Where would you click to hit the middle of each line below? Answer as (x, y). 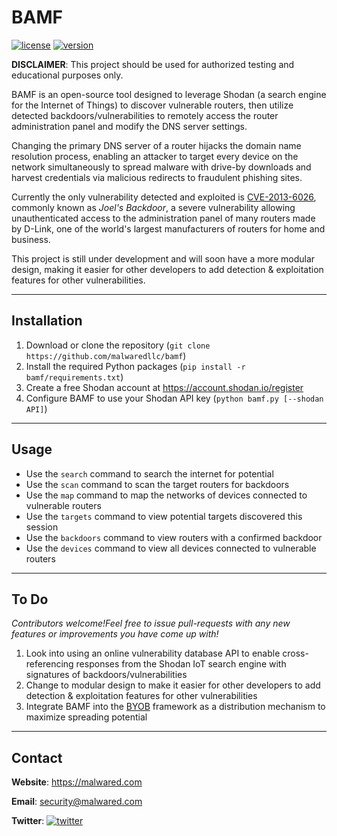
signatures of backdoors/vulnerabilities (106, 675)
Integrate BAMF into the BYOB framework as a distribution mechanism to (175, 707)
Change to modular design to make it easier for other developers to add (173, 685)
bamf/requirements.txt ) (74, 377)
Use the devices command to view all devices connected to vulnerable (171, 548)
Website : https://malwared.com (77, 782)
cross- (295, 653)
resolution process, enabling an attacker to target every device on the (155, 156)
